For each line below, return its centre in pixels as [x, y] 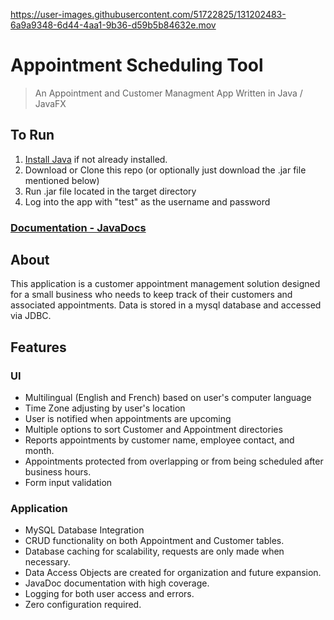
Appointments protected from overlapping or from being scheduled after [174, 461]
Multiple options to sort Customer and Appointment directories [153, 430]
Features [38, 347]
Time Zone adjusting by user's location [105, 408]
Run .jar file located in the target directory [110, 191]
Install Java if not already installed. [96, 159]
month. [39, 451]
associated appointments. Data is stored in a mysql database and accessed [166, 305]
